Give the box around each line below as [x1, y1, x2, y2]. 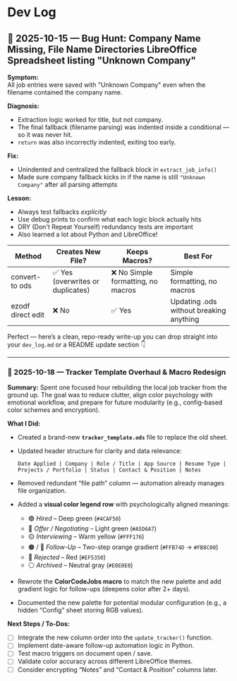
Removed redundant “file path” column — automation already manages [17, 479, 224, 488]
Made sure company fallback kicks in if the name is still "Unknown [17, 173, 206, 181]
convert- [11, 272, 41, 282]
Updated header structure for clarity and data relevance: [17, 447, 182, 455]
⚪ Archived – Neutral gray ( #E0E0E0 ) [28, 561, 133, 569]
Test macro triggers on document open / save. [17, 649, 153, 658]
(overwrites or [52, 277, 100, 286]
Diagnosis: [7, 102, 40, 110]
